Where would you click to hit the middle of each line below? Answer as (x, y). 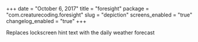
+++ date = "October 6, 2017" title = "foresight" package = (78, 9)
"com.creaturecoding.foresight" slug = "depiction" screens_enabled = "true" (99, 15)
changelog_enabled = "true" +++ (46, 21)
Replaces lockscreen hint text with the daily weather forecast (80, 33)
